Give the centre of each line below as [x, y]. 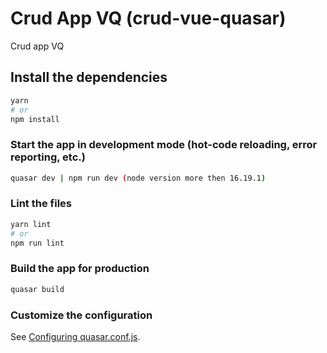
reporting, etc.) [48, 157]
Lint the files [41, 204]
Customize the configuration [81, 315]
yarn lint [31, 224]
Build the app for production [80, 269]
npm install [35, 119]
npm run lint [37, 243]
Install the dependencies [89, 77]
